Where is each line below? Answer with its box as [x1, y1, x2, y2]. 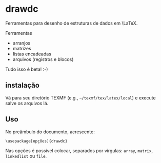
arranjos [12, 39, 31, 46]
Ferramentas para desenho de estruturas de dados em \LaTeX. [5, 20, 138, 26]
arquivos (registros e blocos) [12, 56, 74, 62]
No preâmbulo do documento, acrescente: [5, 129, 95, 135]
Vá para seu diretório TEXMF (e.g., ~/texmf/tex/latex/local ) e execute [5, 94, 156, 100]
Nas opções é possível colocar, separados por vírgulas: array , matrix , [5, 147, 153, 154]
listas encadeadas [12, 51, 51, 57]
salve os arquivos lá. [5, 100, 49, 106]
